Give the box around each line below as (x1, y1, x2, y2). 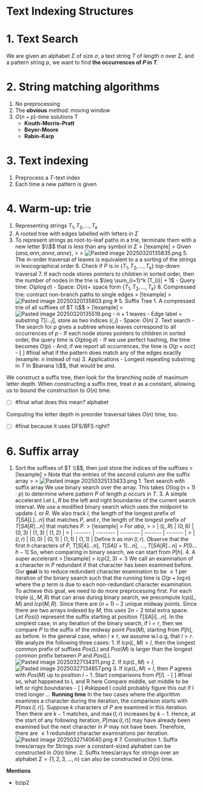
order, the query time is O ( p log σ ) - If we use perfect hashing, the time (15, 336, 190, 343)
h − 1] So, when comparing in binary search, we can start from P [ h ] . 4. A (15, 548, 196, 556)
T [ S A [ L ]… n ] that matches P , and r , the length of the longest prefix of (15, 516, 186, 524)
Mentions (6, 767, 32, 774)
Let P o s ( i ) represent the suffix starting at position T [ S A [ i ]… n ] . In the (15, 613, 184, 620)
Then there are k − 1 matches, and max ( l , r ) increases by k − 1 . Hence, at (15, 710, 196, 718)
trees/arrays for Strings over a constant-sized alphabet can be (15, 743, 171, 750)
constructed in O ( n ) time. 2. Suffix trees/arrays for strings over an (15, 749, 179, 756)
